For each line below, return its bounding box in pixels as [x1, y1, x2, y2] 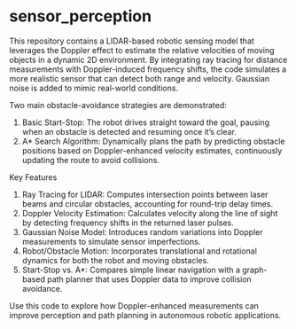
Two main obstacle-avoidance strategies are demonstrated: [9, 99, 228, 110]
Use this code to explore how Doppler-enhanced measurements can [9, 300, 260, 311]
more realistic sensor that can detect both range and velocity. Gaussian [9, 73, 270, 83]
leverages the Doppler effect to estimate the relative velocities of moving [9, 44, 275, 55]
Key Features [9, 171, 58, 183]
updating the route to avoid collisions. [21, 154, 160, 165]
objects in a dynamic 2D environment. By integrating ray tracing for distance [9, 54, 288, 65]
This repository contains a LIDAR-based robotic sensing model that [9, 35, 254, 46]
